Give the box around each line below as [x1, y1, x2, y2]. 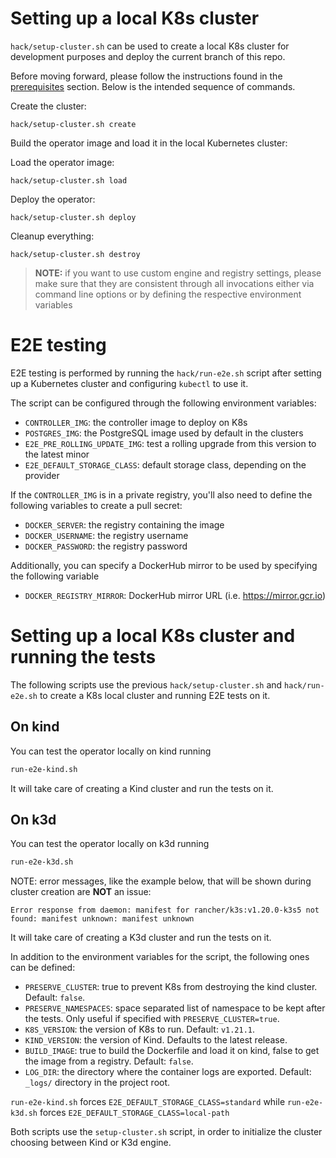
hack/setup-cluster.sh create [10, 119, 137, 129]
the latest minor [24, 448, 90, 460]
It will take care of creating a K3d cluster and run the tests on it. [10, 932, 272, 944]
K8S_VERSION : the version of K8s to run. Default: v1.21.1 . [24, 1023, 256, 1036]
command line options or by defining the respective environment [34, 288, 302, 300]
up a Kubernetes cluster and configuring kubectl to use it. [10, 377, 249, 389]
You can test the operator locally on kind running [10, 745, 212, 757]
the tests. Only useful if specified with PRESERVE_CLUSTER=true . [24, 1013, 280, 1025]
